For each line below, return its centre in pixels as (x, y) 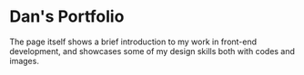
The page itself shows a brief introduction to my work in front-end (133, 42)
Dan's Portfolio (67, 17)
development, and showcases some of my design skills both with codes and (152, 51)
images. (24, 61)
